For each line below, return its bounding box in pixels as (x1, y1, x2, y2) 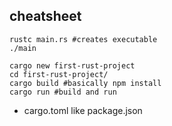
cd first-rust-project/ (9, 69, 109, 79)
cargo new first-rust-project (9, 60, 136, 71)
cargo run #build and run (9, 87, 117, 97)
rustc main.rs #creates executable (9, 34, 158, 44)
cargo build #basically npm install (9, 78, 162, 88)
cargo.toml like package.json (23, 104, 143, 116)
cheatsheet (9, 8, 82, 25)
